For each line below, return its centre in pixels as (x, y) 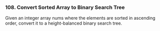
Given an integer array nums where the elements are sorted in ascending (80, 18)
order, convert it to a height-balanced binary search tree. (64, 23)
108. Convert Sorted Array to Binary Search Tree (65, 7)
